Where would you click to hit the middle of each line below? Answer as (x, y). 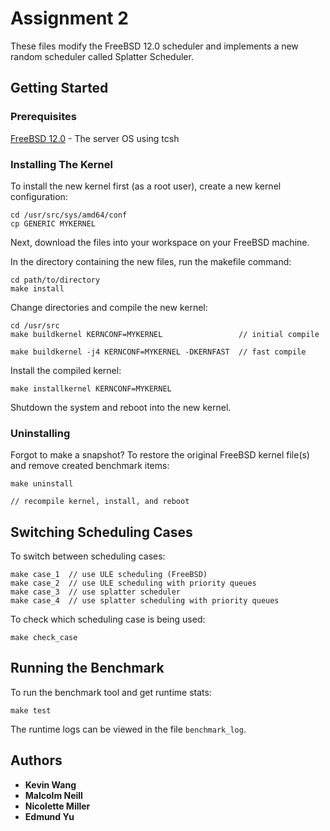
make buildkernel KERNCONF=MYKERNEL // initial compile (165, 334)
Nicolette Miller (57, 806)
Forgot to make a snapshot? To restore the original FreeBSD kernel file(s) (160, 455)
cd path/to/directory (55, 280)
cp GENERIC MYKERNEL (53, 223)
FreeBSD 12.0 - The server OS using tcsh (95, 138)
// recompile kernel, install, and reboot (100, 502)
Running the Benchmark (87, 668)
